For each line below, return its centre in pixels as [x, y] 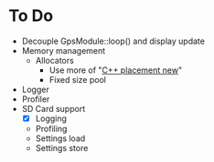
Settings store [62, 148]
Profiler [36, 99]
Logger [35, 89]
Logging [51, 118]
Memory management [64, 50]
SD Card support [53, 108]
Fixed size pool [78, 79]
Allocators [54, 60]
